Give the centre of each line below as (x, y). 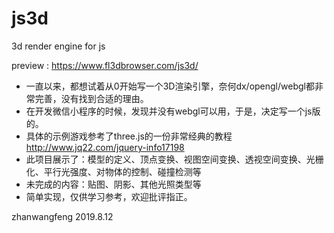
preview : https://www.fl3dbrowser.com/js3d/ (105, 65)
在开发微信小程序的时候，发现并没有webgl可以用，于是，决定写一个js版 (173, 111)
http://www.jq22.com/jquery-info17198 (105, 147)
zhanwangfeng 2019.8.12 (62, 216)
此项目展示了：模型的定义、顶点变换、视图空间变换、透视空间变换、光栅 (174, 159)
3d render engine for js (58, 46)
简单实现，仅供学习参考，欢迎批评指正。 (109, 196)
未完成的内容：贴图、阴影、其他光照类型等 (113, 184)
